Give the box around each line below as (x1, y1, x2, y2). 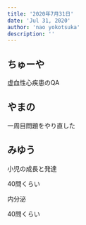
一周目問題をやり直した (7, 121, 75, 130)
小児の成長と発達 (7, 164, 57, 172)
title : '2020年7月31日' (7, 10, 74, 18)
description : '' (7, 30, 55, 38)
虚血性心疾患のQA (7, 79, 60, 87)
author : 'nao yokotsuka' (7, 23, 80, 31)
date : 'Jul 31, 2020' (7, 17, 71, 24)
